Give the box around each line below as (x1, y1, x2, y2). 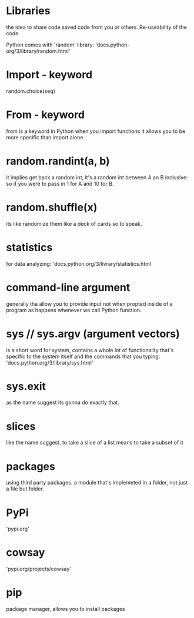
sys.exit (6, 379, 46, 393)
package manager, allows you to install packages (6, 606, 125, 613)
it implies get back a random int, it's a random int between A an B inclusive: (6, 173, 188, 181)
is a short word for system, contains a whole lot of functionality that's (6, 346, 174, 353)
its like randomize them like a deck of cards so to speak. (6, 220, 142, 227)
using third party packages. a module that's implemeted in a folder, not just (6, 479, 188, 486)
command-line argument (6, 280, 131, 294)
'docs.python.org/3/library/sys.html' (6, 359, 93, 366)
